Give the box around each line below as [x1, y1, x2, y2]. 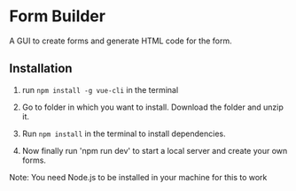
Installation [9, 61, 73, 76]
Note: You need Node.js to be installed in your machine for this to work [9, 172, 268, 182]
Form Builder [9, 6, 106, 27]
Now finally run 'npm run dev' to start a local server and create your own [21, 145, 288, 156]
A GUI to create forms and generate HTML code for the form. [9, 35, 232, 46]
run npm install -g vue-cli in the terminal [21, 84, 179, 95]
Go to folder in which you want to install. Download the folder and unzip [21, 102, 284, 112]
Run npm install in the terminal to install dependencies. [21, 128, 226, 139]
